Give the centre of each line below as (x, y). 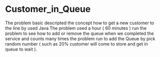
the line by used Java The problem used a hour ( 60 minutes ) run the (76, 28)
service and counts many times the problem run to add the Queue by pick (80, 39)
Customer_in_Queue (48, 9)
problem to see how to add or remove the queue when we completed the (80, 33)
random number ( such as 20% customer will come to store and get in (77, 44)
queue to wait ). (21, 49)
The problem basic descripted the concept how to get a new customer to (80, 23)
